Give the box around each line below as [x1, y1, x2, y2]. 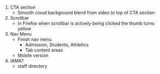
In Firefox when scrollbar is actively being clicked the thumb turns [17, 20, 155, 26]
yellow [17, 26, 31, 32]
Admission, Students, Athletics [25, 42, 89, 47]
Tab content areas [25, 47, 63, 53]
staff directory [17, 63, 47, 69]
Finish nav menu [17, 36, 52, 42]
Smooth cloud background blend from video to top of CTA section [17, 10, 155, 16]
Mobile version [17, 52, 49, 58]
